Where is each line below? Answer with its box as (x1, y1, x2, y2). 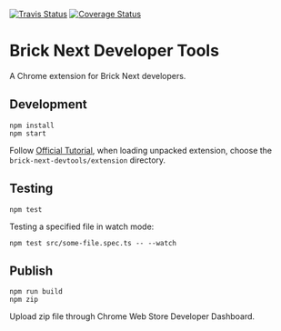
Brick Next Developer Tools (9, 41, 220, 61)
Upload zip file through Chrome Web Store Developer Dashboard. (9, 311, 256, 322)
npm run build (9, 287, 64, 296)
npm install (9, 121, 55, 130)
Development (9, 96, 88, 113)
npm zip (9, 296, 39, 305)
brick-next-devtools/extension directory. (9, 155, 166, 165)
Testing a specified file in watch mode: (9, 221, 155, 232)
